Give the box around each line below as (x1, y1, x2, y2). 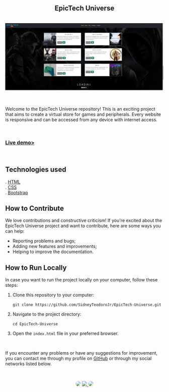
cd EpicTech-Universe (12, 322, 58, 327)
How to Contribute (5, 204, 64, 213)
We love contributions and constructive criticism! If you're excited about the (5, 217, 162, 224)
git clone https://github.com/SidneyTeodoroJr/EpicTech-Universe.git (12, 303, 162, 308)
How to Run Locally (5, 263, 67, 272)
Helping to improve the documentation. (12, 249, 94, 255)
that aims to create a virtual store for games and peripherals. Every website (5, 111, 161, 118)
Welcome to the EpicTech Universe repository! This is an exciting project (5, 106, 155, 112)
